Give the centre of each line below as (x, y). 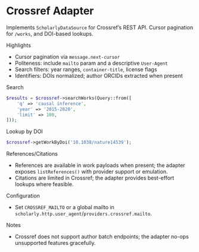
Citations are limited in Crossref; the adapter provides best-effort (94, 178)
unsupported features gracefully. (55, 243)
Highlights (19, 45)
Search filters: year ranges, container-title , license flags (86, 69)
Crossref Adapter (50, 11)
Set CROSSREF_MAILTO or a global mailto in (65, 207)
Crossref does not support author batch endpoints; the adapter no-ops (102, 237)
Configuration (23, 196)
